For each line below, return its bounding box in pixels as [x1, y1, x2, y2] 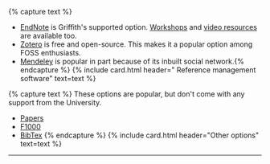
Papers [19, 113, 44, 123]
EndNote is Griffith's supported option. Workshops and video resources [19, 23, 257, 31]
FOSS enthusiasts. [19, 48, 82, 57]
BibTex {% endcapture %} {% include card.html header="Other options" [19, 130, 260, 140]
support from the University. [8, 98, 102, 107]
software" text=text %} [19, 74, 96, 83]
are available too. [19, 31, 78, 40]
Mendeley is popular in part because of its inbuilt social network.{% [19, 56, 245, 66]
